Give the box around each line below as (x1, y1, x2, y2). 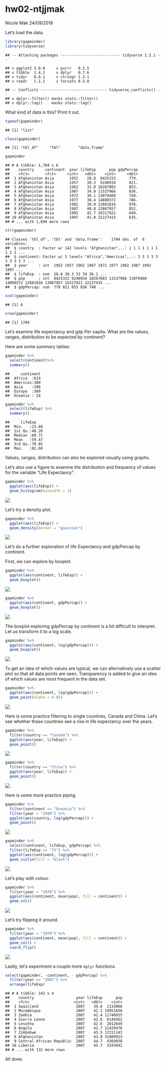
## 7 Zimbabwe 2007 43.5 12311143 (5, 1030, 123, 1035)
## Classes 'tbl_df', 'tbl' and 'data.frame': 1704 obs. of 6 (5, 237, 145, 242)
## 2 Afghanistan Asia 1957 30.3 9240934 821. (5, 180, 138, 186)
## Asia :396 (5, 384, 41, 389)
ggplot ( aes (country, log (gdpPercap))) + (9, 815, 94, 820)
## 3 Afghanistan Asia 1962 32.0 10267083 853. (5, 185, 138, 189)
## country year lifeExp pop (5, 996, 123, 1001)
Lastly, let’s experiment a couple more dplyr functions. (5, 963, 116, 969)
